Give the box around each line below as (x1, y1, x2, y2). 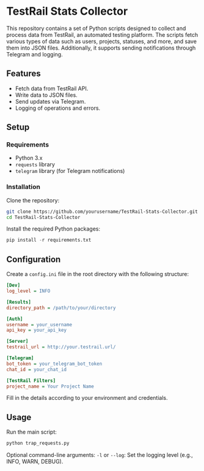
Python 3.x (15, 155, 43, 162)
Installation (6, 183, 41, 191)
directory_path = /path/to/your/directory (6, 305, 116, 311)
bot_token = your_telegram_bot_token (6, 361, 103, 367)
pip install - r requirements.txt (6, 237, 92, 243)
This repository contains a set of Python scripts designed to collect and (6, 25, 186, 32)
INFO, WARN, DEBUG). (6, 458, 64, 465)
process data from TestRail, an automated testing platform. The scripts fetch (6, 31, 199, 38)
